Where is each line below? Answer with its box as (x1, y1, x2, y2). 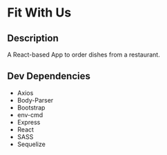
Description (7, 32, 59, 44)
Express (17, 118, 41, 126)
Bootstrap (17, 103, 46, 112)
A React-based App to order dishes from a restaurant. (7, 50, 160, 59)
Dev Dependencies (7, 70, 91, 82)
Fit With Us (7, 5, 72, 21)
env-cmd (17, 110, 43, 118)
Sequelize (17, 140, 46, 148)
